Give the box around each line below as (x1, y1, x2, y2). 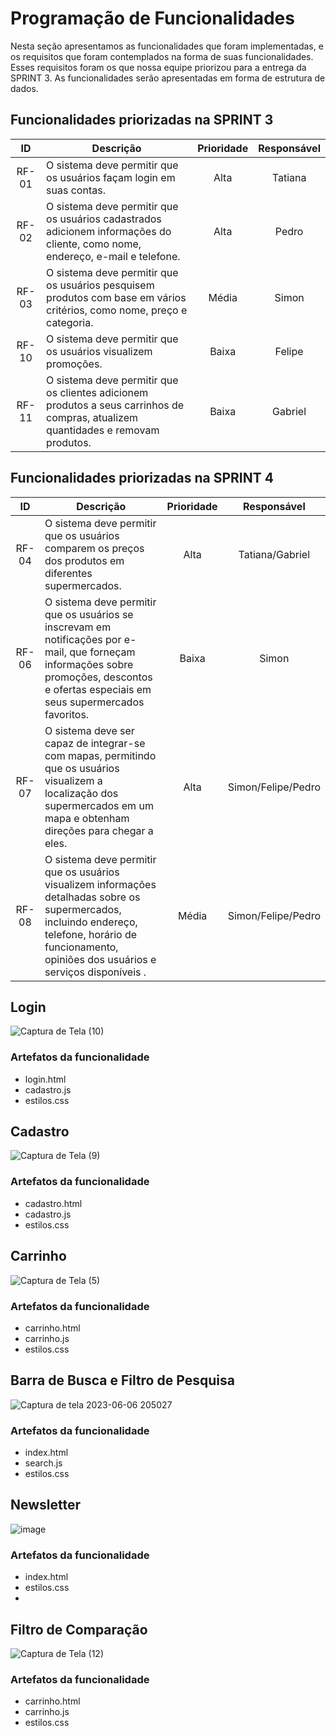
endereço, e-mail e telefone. (46, 249, 181, 263)
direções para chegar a (44, 823, 154, 837)
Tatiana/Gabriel (238, 547, 311, 561)
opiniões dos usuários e (44, 952, 157, 966)
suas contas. (46, 183, 106, 197)
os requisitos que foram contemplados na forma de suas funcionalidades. (10, 50, 314, 62)
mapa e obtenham (44, 811, 130, 825)
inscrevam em (44, 620, 112, 634)
